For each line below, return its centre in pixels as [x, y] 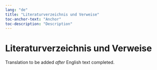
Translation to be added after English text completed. [60, 62]
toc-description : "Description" [39, 24]
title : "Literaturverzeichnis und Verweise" [52, 14]
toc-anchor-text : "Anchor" [33, 19]
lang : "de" [16, 10]
